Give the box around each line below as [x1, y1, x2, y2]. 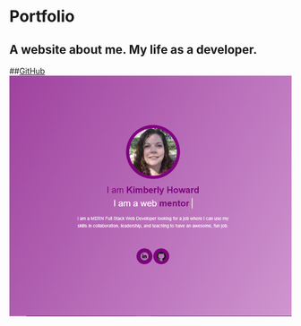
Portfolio [9, 6, 75, 27]
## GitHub [9, 65, 46, 76]
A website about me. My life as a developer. [9, 42, 258, 57]
